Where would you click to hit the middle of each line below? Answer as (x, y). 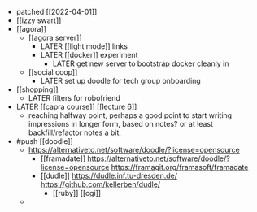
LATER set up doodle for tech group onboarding (120, 81)
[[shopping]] (37, 89)
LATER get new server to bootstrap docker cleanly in (141, 63)
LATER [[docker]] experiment (89, 55)
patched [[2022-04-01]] (57, 12)
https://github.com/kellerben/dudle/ (100, 184)
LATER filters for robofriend (74, 98)
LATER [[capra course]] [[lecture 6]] (76, 106)
